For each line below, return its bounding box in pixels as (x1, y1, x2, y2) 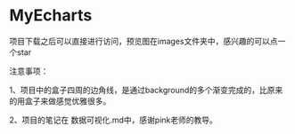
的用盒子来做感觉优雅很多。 (9, 95, 111, 106)
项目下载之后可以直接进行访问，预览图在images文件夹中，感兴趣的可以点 (9, 35, 278, 46)
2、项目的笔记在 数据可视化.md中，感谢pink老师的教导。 (9, 114, 218, 125)
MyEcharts (9, 5, 93, 26)
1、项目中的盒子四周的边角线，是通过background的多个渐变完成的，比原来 (9, 84, 283, 95)
